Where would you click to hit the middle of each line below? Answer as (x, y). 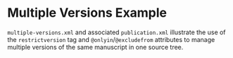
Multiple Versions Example (87, 13)
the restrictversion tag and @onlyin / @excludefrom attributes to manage (111, 39)
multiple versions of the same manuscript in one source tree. (95, 47)
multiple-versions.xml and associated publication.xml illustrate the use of (117, 32)
